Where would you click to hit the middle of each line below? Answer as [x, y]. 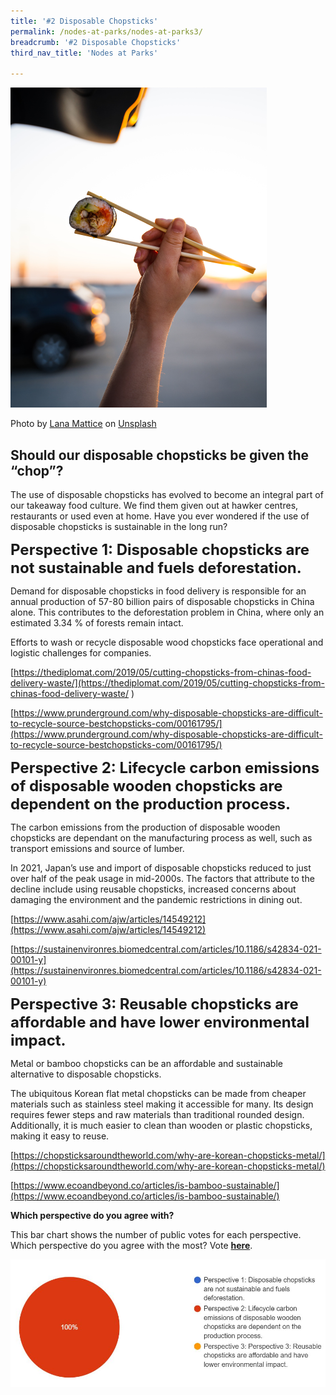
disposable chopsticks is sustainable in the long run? [119, 526]
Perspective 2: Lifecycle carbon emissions [165, 767]
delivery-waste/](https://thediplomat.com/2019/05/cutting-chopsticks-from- [167, 682]
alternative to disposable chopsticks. [86, 1074]
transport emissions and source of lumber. [97, 848]
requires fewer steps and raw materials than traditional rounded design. [157, 1114]
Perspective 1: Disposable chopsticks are [160, 549]
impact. [38, 1040]
